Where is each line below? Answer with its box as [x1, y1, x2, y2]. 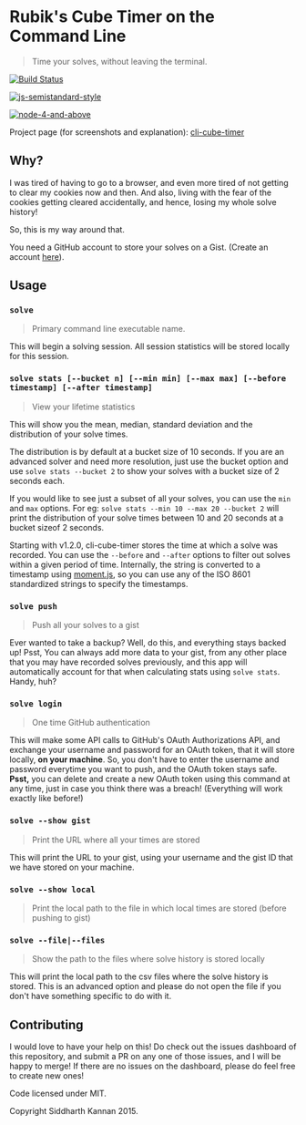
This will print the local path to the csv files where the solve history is [9, 971, 269, 982]
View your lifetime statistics [31, 401, 136, 412]
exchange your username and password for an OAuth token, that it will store [9, 745, 295, 756]
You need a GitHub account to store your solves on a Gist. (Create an [9, 242, 269, 253]
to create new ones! [9, 1070, 85, 1081]
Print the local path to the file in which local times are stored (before [31, 903, 287, 913]
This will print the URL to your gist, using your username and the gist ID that [9, 851, 293, 862]
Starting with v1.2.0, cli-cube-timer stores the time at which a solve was [9, 540, 279, 551]
